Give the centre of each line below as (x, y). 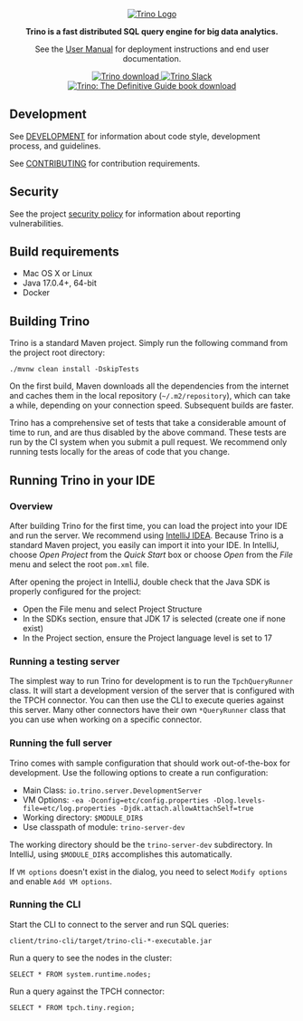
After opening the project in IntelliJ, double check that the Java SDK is (140, 582)
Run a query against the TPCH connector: (87, 991)
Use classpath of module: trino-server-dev (104, 827)
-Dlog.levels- (239, 800)
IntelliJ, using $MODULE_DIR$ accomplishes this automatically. (121, 854)
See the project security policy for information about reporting (125, 214)
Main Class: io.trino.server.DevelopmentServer (112, 790)
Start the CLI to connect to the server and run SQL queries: (119, 924)
